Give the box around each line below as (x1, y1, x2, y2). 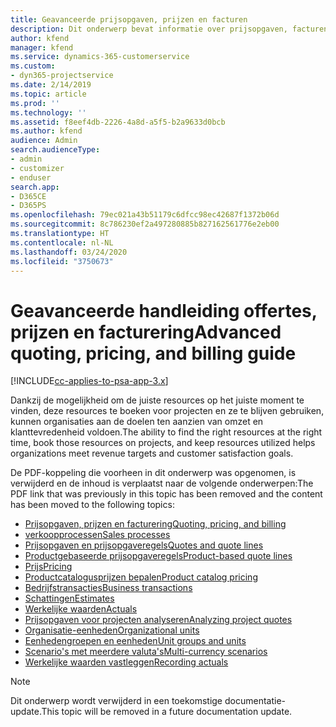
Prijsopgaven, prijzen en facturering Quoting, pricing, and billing (24, 518, 287, 530)
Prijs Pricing (24, 561, 73, 573)
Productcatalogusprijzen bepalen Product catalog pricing (24, 571, 258, 583)
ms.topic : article (10, 89, 87, 99)
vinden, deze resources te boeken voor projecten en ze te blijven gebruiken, (10, 405, 325, 417)
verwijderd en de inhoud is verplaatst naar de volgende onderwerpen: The (10, 477, 314, 490)
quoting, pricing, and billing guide (10, 342, 297, 365)
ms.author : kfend (10, 126, 83, 136)
